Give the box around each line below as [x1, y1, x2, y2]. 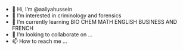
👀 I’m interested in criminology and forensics [11, 12, 122, 19]
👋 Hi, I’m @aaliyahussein [11, 6, 73, 12]
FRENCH [11, 24, 34, 32]
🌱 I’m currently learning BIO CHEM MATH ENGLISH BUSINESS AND [11, 18, 178, 25]
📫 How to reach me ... [11, 37, 67, 45]
